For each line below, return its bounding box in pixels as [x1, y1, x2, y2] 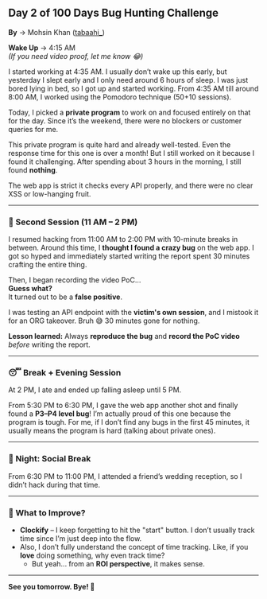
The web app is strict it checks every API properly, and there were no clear [8, 181, 253, 190]
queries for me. [8, 124, 59, 134]
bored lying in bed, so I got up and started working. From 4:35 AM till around [8, 84, 259, 93]
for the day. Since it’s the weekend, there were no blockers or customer [8, 115, 242, 126]
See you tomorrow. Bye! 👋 [8, 582, 95, 591]
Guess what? [8, 284, 53, 294]
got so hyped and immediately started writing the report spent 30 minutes [8, 251, 250, 261]
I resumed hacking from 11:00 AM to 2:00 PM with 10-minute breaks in [8, 235, 238, 244]
